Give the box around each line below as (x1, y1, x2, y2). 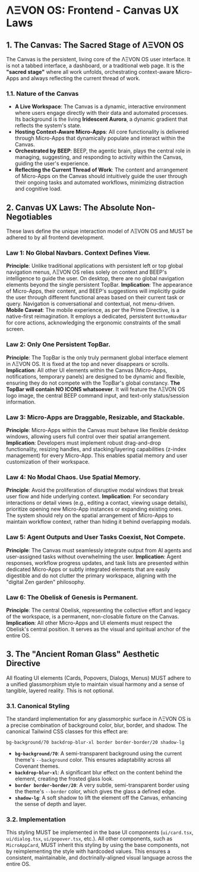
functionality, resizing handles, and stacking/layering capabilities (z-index (6, 446, 187, 452)
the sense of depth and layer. (14, 801, 87, 807)
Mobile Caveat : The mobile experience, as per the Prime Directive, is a (6, 307, 180, 314)
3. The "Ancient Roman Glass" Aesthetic (6, 649, 159, 660)
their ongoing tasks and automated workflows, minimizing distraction (14, 179, 184, 186)
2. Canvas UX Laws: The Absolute (6, 202, 135, 212)
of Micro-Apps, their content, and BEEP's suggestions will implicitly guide (6, 287, 186, 295)
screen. (6, 326, 25, 333)
